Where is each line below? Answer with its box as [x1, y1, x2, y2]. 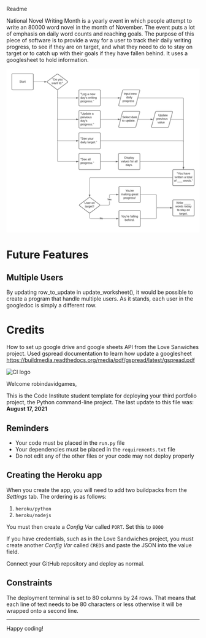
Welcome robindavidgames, [6, 380, 77, 388]
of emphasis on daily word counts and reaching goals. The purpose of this [6, 30, 194, 37]
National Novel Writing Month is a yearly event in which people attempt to [6, 17, 192, 24]
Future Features [6, 248, 89, 262]
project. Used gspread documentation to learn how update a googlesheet [6, 350, 192, 358]
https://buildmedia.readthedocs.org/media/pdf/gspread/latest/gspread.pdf [6, 356, 195, 364]
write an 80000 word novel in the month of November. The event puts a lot [6, 24, 195, 31]
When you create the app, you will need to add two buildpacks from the [6, 486, 187, 493]
